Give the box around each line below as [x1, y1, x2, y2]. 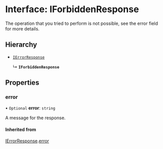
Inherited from [5, 127, 36, 133]
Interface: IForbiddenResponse [5, 4, 139, 15]
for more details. [5, 25, 39, 31]
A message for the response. [5, 115, 66, 121]
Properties [5, 79, 39, 87]
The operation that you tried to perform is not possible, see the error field [5, 20, 158, 26]
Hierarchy [5, 41, 37, 49]
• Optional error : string [5, 105, 56, 111]
